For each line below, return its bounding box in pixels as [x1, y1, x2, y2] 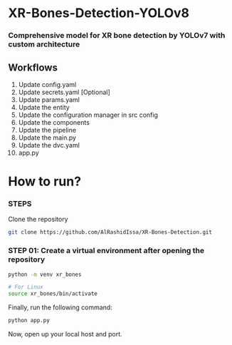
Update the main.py [18, 133, 77, 142]
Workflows [8, 61, 58, 73]
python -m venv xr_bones [8, 271, 82, 278]
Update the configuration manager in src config [18, 110, 159, 119]
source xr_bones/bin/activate [8, 290, 98, 297]
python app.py [8, 317, 51, 324]
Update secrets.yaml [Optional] [18, 88, 111, 96]
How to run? [8, 173, 81, 190]
